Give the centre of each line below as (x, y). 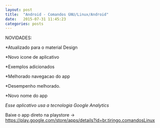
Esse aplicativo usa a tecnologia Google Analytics (57, 106)
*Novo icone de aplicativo (32, 57)
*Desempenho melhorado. (33, 86)
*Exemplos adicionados (30, 67)
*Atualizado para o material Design (41, 47)
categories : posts (24, 24)
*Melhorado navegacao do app (38, 76)
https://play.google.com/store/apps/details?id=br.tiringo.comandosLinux (80, 121)
